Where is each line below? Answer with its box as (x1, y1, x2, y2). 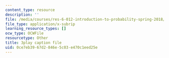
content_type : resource (5, 7, 55, 13)
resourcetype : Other (5, 36, 49, 41)
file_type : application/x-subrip (5, 21, 75, 27)
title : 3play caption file (5, 40, 62, 45)
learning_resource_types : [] (5, 26, 66, 31)
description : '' (5, 12, 39, 17)
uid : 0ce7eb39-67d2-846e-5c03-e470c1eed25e (5, 45, 98, 50)
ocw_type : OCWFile (5, 31, 44, 36)
